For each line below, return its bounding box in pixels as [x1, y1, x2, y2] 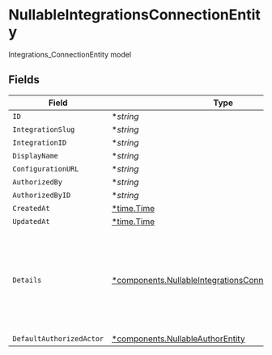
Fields [8, 73, 40, 87]
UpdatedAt [12, 217, 50, 226]
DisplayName [12, 151, 59, 160]
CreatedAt [12, 204, 50, 213]
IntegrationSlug [12, 125, 75, 134]
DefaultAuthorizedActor [12, 334, 104, 343]
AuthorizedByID [12, 190, 71, 200]
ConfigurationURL [12, 164, 79, 173]
